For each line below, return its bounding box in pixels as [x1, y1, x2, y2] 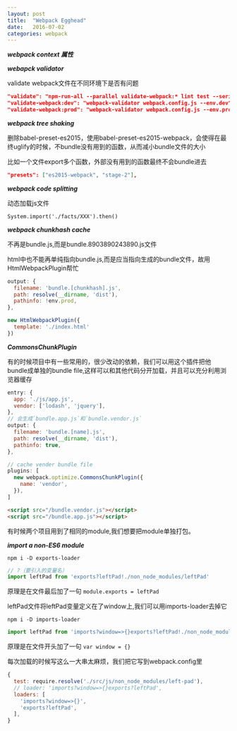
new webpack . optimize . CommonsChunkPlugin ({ [13, 474, 143, 481]
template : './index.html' [13, 323, 90, 331]
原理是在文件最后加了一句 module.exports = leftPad [7, 587, 159, 595]
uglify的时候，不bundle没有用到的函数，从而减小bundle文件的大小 [13, 142, 206, 150]
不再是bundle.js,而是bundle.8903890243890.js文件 [7, 239, 157, 248]
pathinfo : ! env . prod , [13, 297, 78, 304]
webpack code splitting [7, 184, 78, 193]
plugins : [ [7, 468, 39, 475]
